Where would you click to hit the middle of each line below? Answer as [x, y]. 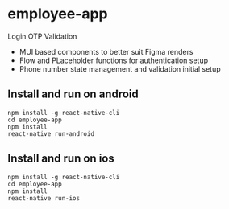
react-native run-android [51, 133]
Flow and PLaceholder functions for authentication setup [114, 60]
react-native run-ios [44, 198]
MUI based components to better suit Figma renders [106, 51]
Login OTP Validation [42, 36]
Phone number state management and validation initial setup [120, 68]
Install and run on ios [61, 159]
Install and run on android [73, 94]
